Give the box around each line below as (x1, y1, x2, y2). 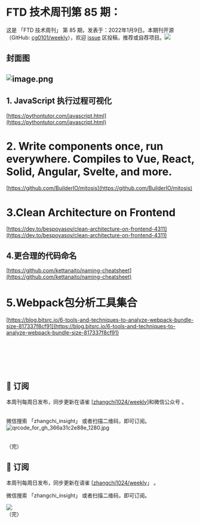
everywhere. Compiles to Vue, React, (6, 152, 195, 165)
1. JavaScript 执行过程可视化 (6, 96, 112, 106)
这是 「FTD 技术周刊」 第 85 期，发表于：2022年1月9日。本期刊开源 (6, 26, 174, 34)
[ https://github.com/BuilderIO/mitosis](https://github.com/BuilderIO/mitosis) (6, 185, 193, 192)
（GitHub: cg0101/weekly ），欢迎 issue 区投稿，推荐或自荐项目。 (6, 34, 165, 41)
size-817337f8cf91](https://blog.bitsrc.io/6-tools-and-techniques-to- (6, 323, 176, 330)
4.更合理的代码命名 (6, 250, 77, 261)
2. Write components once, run (6, 139, 164, 153)
